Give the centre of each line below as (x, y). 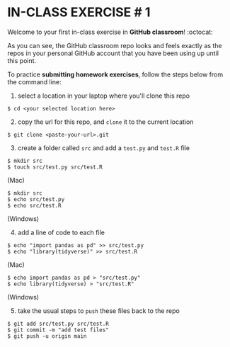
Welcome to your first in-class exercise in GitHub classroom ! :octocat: (110, 32)
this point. (22, 60)
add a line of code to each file (61, 232)
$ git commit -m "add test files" (58, 330)
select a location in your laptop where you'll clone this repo (103, 96)
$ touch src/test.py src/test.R (55, 167)
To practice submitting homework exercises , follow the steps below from (115, 74)
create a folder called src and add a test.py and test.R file (103, 148)
